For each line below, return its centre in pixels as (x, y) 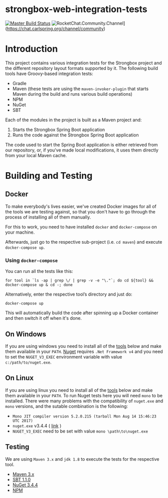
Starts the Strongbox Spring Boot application (59, 129)
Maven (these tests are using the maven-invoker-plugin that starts (80, 89)
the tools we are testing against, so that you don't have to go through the (80, 211)
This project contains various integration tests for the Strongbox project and (83, 63)
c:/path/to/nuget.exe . (28, 362)
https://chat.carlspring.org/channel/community (55, 28)
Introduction (32, 49)
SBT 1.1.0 (22, 479)
